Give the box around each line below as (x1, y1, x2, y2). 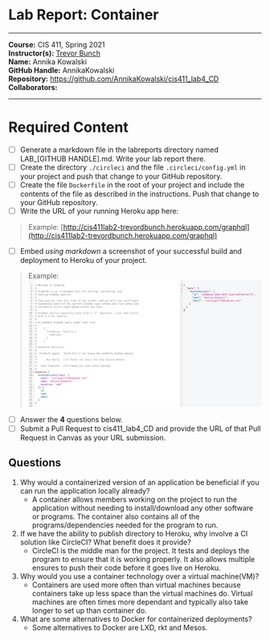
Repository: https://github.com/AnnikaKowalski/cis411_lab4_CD (8, 74, 219, 84)
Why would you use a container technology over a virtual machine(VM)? (19, 571, 260, 581)
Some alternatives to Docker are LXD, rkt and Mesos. (31, 622, 208, 632)
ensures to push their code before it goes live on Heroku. (31, 563, 221, 572)
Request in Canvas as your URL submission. (19, 433, 166, 442)
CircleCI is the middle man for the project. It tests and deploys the (31, 545, 250, 556)
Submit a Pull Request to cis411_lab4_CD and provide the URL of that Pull (19, 424, 261, 433)
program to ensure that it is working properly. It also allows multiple (31, 554, 256, 564)
